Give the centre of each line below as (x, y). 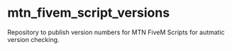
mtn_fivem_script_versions (89, 13)
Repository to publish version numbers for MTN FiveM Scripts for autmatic (116, 32)
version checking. (33, 39)
